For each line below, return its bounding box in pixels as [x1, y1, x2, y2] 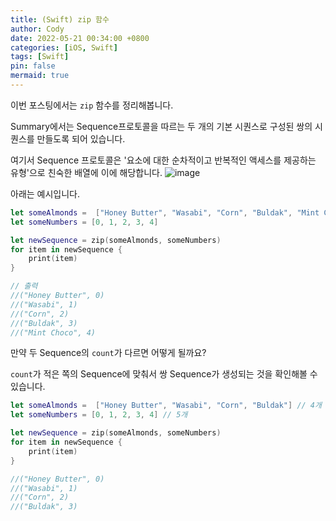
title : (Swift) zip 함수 [10, 14, 110, 25]
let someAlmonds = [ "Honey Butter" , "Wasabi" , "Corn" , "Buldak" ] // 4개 [10, 401, 322, 411]
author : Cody [10, 24, 65, 34]
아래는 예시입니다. [10, 187, 81, 200]
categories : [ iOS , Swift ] [10, 42, 118, 53]
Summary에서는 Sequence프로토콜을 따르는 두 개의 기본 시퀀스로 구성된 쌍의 [10, 120, 313, 132]
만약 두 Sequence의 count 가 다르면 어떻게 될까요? [10, 347, 207, 359]
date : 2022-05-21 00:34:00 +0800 [10, 33, 150, 43]
